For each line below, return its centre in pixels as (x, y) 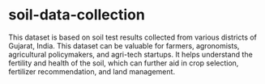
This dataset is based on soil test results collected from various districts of (133, 37)
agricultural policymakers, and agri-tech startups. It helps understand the (130, 54)
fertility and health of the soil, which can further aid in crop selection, (124, 63)
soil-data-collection (77, 15)
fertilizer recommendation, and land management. (92, 71)
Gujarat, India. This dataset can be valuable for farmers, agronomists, (124, 45)
